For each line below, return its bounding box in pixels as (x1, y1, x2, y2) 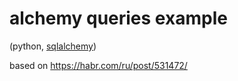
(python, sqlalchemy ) (9, 40, 97, 52)
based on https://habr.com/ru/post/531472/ (9, 59, 188, 71)
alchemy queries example (9, 7, 228, 30)
